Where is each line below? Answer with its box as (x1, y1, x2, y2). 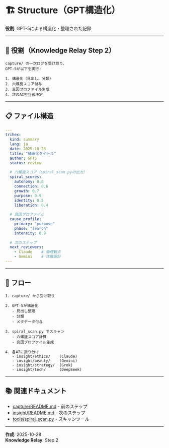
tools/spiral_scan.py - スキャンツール (12, 416, 90, 422)
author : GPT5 (10, 156, 37, 161)
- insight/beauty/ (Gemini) (12, 358, 78, 363)
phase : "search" (14, 226, 49, 231)
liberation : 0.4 (14, 203, 49, 208)
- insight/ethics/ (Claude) (12, 354, 78, 359)
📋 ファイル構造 (5, 112, 54, 120)
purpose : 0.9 (14, 193, 42, 198)
